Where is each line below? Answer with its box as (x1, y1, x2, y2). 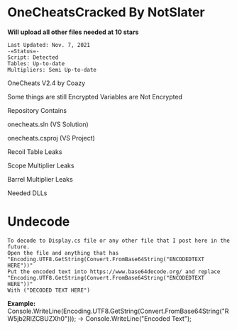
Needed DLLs (7, 189, 48, 197)
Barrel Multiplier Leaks (7, 175, 73, 183)
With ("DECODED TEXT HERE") (7, 287, 91, 294)
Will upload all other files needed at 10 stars (7, 28, 139, 36)
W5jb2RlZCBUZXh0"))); (7, 314, 77, 323)
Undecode (7, 214, 70, 230)
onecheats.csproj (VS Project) (7, 133, 96, 142)
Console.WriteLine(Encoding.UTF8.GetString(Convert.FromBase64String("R (7, 307, 229, 315)
